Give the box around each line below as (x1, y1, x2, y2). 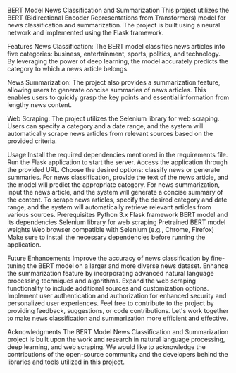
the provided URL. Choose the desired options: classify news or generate (7, 166, 221, 173)
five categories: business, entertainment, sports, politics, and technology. (7, 49, 221, 58)
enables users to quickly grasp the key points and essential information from (7, 93, 230, 102)
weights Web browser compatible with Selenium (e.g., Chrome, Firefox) (7, 226, 215, 233)
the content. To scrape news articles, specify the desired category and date (7, 195, 228, 204)
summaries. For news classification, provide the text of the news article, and (7, 173, 229, 181)
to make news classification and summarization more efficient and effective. (7, 314, 229, 322)
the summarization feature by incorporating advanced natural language (7, 269, 214, 277)
